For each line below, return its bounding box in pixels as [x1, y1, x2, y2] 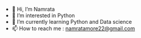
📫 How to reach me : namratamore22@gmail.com [11, 25, 135, 32]
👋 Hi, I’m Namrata [11, 6, 55, 12]
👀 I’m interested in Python [11, 12, 76, 19]
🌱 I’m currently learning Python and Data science [11, 18, 132, 25]
